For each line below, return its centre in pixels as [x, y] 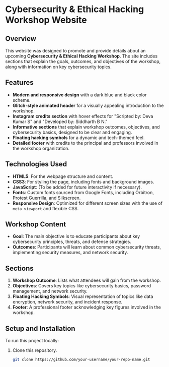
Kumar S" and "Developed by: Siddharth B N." [60, 121]
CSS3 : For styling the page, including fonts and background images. [83, 181]
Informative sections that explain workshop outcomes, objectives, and [86, 127]
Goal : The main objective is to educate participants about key [76, 236]
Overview [21, 39]
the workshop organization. [41, 148]
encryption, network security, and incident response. [67, 302]
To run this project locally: [32, 341]
